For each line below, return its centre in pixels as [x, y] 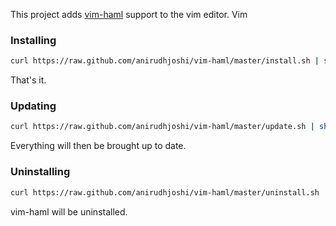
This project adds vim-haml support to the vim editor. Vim [129, 14]
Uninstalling [40, 172]
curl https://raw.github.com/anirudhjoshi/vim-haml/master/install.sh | [165, 61]
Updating [33, 106]
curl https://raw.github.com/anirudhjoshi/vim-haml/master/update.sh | [162, 127]
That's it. [28, 80]
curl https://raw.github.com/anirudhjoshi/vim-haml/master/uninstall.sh [165, 192]
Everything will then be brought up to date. [98, 146]
